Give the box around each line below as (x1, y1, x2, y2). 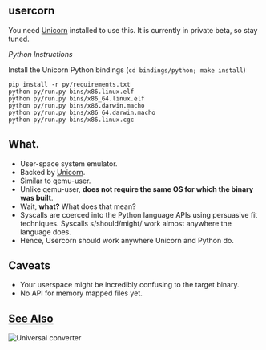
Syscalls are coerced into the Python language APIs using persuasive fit (19, 210, 258, 219)
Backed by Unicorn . (19, 167, 86, 177)
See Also (8, 311, 54, 325)
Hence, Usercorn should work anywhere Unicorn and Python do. (19, 235, 234, 245)
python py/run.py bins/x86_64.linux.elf (8, 94, 146, 103)
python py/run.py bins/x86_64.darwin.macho (8, 108, 156, 116)
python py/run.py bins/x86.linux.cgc (8, 116, 135, 124)
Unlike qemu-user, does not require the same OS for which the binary (19, 184, 254, 193)
